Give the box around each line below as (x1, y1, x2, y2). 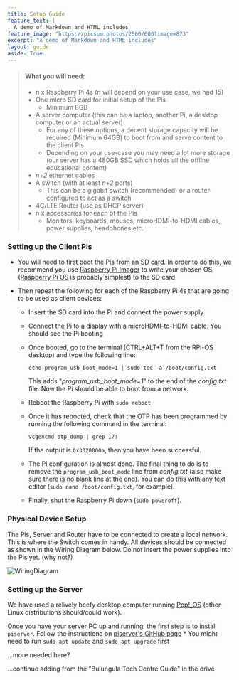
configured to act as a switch (46, 193, 132, 203)
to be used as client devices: (17, 294, 102, 303)
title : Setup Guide (7, 10, 65, 18)
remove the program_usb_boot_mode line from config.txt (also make (28, 467, 222, 476)
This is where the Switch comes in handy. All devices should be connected (7, 538, 227, 546)
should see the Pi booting (28, 329, 103, 338)
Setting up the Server (7, 584, 83, 594)
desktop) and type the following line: (28, 351, 136, 359)
